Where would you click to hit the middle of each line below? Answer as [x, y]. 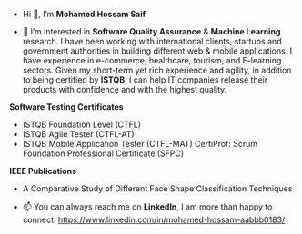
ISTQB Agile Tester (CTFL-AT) [78, 134]
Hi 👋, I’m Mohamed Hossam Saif [84, 14]
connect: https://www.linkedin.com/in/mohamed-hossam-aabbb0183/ [154, 219]
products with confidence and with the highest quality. [125, 89]
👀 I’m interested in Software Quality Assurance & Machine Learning [151, 31]
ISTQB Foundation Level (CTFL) [82, 124]
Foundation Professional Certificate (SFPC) [103, 153]
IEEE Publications [43, 171]
